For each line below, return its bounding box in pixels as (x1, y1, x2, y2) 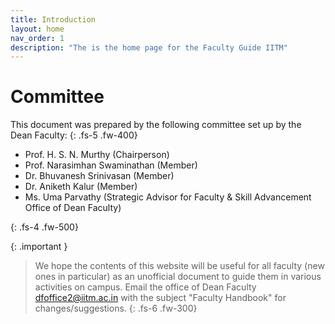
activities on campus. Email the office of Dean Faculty (34, 281, 257, 293)
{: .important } (10, 241, 68, 253)
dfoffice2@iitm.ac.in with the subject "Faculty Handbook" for (34, 292, 287, 304)
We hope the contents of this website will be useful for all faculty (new (34, 260, 325, 272)
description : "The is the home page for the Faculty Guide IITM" (10, 42, 288, 53)
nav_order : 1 (10, 33, 65, 43)
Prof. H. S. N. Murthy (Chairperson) (24, 149, 170, 161)
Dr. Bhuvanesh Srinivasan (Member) (24, 170, 175, 182)
